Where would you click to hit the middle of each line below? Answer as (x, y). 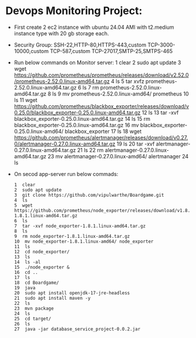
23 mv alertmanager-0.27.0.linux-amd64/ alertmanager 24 (118, 156)
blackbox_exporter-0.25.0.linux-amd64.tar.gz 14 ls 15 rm (82, 118)
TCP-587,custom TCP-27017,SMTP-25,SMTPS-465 (111, 51)
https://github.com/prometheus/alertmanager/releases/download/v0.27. (101, 137)
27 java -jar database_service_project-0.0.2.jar (77, 329)
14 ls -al (27, 262)
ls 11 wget (26, 100)
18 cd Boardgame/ (36, 283)
